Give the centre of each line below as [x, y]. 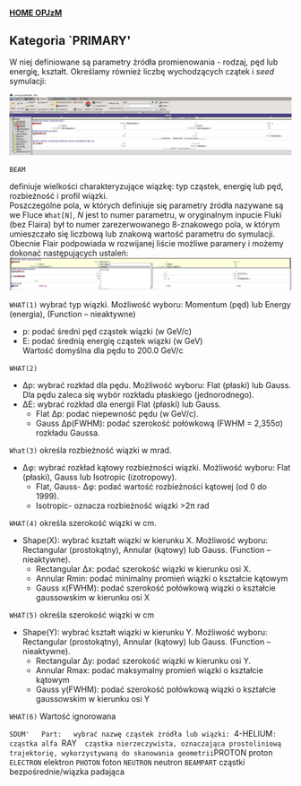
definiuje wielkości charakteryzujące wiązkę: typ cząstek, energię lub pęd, [146, 186]
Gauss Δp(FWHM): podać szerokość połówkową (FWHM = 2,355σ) [159, 423]
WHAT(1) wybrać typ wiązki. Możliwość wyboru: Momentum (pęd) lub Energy [150, 304]
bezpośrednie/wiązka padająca [67, 772]
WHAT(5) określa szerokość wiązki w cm [82, 615]
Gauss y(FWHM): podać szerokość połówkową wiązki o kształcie [155, 689]
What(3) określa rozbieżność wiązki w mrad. [90, 450]
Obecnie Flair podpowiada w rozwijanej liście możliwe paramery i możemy [146, 243]
